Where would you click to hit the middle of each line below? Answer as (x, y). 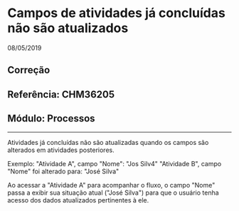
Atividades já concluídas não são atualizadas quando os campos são (108, 142)
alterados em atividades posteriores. (61, 150)
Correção (29, 70)
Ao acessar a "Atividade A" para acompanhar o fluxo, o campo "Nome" (111, 185)
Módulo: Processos (51, 119)
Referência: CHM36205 (61, 94)
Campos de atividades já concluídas (116, 13)
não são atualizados (68, 28)
